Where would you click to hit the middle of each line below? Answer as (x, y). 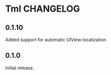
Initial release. (20, 68)
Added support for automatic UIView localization (56, 40)
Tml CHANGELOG (43, 9)
